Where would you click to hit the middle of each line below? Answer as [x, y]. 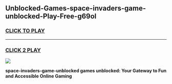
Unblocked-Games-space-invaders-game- [76, 8]
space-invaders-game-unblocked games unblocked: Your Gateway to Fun [86, 70]
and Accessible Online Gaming [39, 76]
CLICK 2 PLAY [23, 50]
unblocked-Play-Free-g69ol [51, 17]
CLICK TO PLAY [25, 31]
